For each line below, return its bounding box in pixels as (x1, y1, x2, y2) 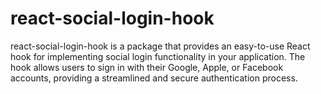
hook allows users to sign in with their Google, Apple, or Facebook (10, 61, 284, 73)
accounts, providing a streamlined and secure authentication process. (10, 72, 298, 84)
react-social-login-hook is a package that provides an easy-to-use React (10, 40, 311, 52)
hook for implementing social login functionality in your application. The (10, 50, 306, 62)
